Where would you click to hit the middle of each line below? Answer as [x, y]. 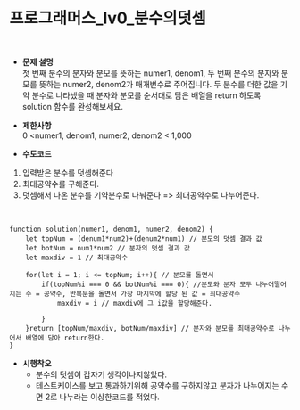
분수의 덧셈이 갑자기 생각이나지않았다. [101, 374]
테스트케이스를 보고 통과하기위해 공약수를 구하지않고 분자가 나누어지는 [157, 385]
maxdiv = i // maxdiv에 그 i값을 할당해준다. [134, 303]
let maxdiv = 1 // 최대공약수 [77, 258]
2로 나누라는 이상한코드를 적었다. [103, 397]
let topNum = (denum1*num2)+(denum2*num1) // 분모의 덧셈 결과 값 [144, 238]
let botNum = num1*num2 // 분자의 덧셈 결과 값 [108, 248]
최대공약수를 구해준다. [61, 184]
